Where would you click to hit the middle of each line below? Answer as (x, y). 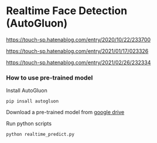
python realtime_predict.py (40, 134)
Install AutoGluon (27, 91)
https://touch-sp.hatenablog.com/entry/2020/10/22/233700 (78, 39)
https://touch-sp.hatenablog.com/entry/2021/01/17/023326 (77, 51)
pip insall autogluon (33, 101)
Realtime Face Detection (67, 11)
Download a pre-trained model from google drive (65, 112)
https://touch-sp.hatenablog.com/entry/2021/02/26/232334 (78, 62)
